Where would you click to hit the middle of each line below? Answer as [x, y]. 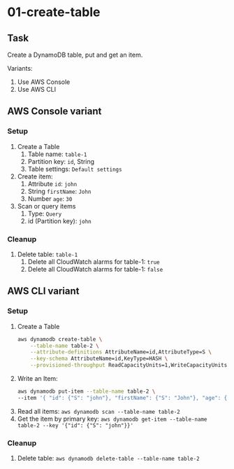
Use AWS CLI [37, 89]
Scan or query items [46, 206]
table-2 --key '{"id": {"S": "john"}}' [75, 425]
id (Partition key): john [60, 220]
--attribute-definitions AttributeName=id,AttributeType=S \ [121, 352]
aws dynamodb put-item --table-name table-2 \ [86, 392]
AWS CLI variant [43, 291]
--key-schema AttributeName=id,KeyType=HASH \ [99, 359]
